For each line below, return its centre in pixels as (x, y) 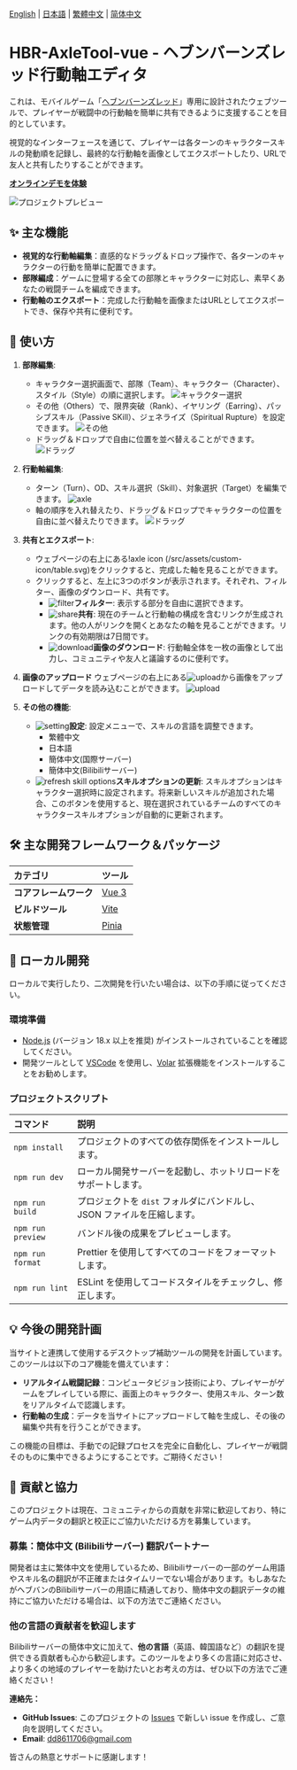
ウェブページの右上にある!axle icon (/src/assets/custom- (138, 558)
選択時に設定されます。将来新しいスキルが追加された (170, 792)
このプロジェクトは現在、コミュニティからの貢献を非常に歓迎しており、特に (148, 1510)
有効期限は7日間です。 (112, 636)
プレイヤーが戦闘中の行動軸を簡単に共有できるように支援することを (156, 112)
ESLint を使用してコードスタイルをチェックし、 (175, 1282)
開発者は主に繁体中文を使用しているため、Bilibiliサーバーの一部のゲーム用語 (147, 1567)
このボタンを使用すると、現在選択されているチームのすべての (162, 803)
